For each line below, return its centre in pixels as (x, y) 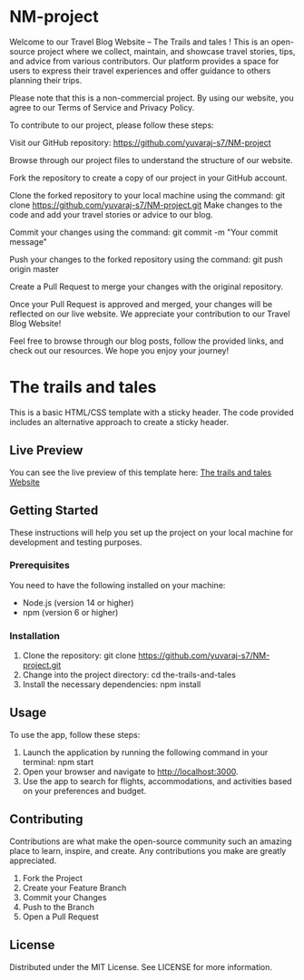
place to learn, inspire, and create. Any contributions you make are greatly (148, 850)
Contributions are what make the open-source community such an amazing (151, 841)
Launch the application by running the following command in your (145, 752)
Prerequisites (39, 566)
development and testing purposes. (76, 542)
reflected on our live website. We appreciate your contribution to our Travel (150, 314)
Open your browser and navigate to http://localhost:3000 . (130, 771)
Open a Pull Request (61, 917)
